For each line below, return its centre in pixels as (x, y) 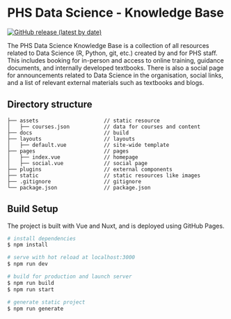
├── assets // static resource (83, 120)
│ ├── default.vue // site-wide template (88, 145)
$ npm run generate (35, 309)
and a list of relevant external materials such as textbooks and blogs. (106, 82)
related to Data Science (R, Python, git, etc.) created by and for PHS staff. (112, 53)
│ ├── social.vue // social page (78, 163)
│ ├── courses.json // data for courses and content (104, 127)
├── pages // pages (68, 151)
